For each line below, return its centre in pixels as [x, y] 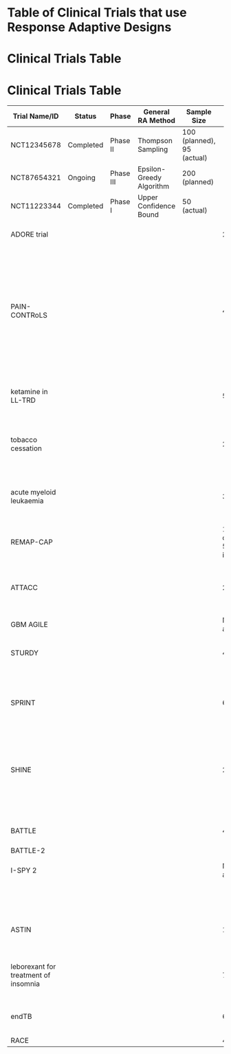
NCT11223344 [36, 206]
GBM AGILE [29, 625]
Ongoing [82, 178]
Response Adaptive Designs [89, 27]
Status [86, 116]
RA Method [156, 120]
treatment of [31, 976]
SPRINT [23, 703]
